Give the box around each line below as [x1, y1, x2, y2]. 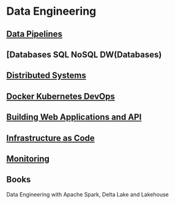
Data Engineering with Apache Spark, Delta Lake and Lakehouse [6, 191, 169, 198]
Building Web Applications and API [6, 112, 142, 123]
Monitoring [6, 153, 50, 164]
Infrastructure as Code [6, 133, 95, 143]
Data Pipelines [6, 29, 63, 39]
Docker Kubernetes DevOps [6, 91, 115, 102]
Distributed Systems [6, 70, 87, 81]
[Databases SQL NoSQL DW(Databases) [6, 49, 162, 59]
